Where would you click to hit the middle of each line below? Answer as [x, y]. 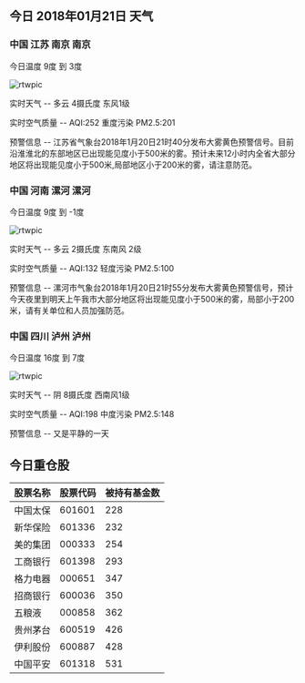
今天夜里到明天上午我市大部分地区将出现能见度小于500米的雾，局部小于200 [152, 299]
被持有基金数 [133, 493]
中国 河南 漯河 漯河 [50, 190]
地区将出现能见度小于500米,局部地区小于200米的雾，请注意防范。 [133, 164]
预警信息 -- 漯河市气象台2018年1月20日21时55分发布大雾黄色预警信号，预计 [152, 287]
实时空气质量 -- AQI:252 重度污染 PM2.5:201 [92, 122]
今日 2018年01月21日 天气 [81, 16]
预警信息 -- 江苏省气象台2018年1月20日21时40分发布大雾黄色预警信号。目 [148, 142]
